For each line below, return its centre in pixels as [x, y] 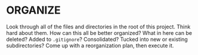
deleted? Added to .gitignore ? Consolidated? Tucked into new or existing [97, 39]
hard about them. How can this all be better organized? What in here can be [99, 33]
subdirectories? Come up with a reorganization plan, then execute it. [90, 46]
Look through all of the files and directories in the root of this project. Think [98, 27]
